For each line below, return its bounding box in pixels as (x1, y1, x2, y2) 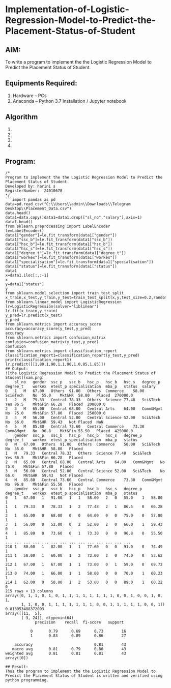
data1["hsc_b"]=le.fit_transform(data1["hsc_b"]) (5, 242, 113, 247)
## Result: (5, 665, 28, 670)
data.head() (5, 211, 31, 216)
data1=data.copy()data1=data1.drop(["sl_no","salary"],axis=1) (5, 215, 142, 220)
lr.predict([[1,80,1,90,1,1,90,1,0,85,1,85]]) (5, 362, 106, 367)
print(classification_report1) (5, 357, 72, 363)
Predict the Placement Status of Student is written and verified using (5, 673, 163, 678)
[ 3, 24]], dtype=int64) (21, 615, 74, 621)
